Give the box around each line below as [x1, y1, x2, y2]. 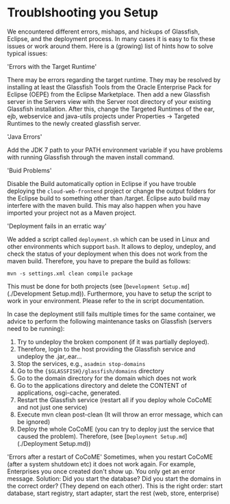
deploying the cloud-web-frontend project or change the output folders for [7, 187, 216, 195]
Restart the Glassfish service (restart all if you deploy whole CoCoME [16, 395, 212, 404]
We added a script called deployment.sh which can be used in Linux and [7, 235, 210, 243]
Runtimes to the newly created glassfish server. [7, 119, 142, 127]
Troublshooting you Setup [7, 5, 159, 21]
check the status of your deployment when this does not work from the [7, 250, 207, 258]
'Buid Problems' [7, 166, 52, 174]
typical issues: [7, 49, 48, 57]
